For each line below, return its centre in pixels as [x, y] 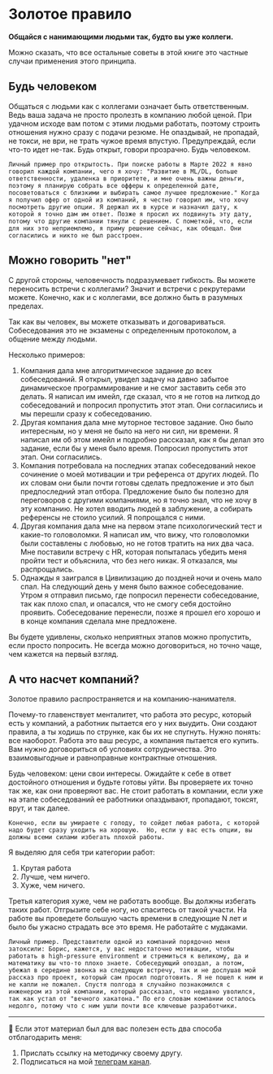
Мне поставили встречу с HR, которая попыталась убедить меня [133, 552]
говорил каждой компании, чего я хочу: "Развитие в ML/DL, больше [123, 172]
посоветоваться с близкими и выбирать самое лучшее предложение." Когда [134, 193]
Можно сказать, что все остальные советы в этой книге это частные [128, 52]
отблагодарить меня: [45, 1037]
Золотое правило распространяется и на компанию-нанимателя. [122, 699]
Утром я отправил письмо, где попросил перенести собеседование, [140, 595]
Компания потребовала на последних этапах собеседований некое [138, 465]
